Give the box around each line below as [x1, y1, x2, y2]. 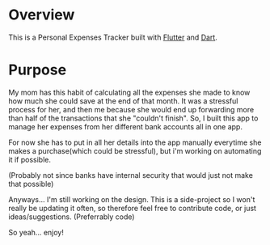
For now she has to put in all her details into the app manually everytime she [8, 137, 262, 147]
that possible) [8, 179, 54, 188]
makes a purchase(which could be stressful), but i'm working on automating [8, 146, 262, 155]
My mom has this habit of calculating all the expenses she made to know [8, 87, 251, 97]
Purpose [8, 61, 67, 79]
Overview [8, 6, 75, 24]
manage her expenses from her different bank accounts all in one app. [8, 121, 243, 131]
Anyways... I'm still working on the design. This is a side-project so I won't [8, 194, 255, 204]
